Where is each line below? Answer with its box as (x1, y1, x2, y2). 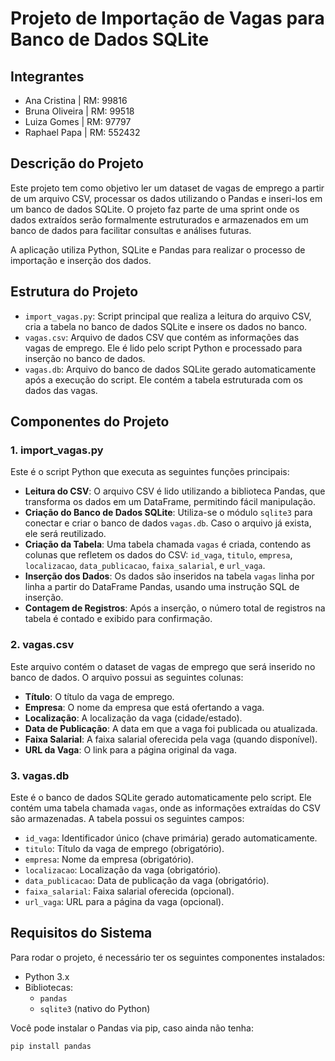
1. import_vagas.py (10, 443, 104, 457)
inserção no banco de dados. (24, 352, 146, 364)
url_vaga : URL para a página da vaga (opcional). (24, 895, 225, 907)
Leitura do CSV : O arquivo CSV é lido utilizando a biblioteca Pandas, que (24, 485, 326, 497)
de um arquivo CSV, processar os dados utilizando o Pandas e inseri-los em (10, 192, 323, 204)
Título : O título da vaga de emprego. (24, 690, 175, 702)
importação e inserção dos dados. (10, 254, 152, 266)
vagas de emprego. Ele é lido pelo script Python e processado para (24, 342, 303, 354)
